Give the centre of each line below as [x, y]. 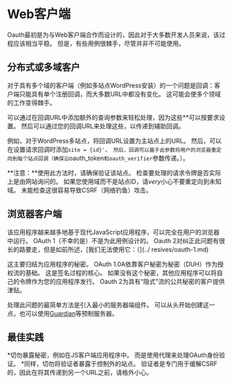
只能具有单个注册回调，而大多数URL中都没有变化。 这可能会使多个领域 [120, 93]
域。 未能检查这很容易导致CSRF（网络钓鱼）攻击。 [80, 190]
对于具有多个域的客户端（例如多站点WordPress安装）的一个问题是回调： [111, 85]
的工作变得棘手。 [32, 103]
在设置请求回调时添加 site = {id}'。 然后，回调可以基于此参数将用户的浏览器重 [112, 149]
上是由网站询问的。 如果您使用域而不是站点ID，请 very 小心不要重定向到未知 [114, 181]
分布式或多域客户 [44, 68]
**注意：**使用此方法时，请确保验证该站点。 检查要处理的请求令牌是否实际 [114, 172]
